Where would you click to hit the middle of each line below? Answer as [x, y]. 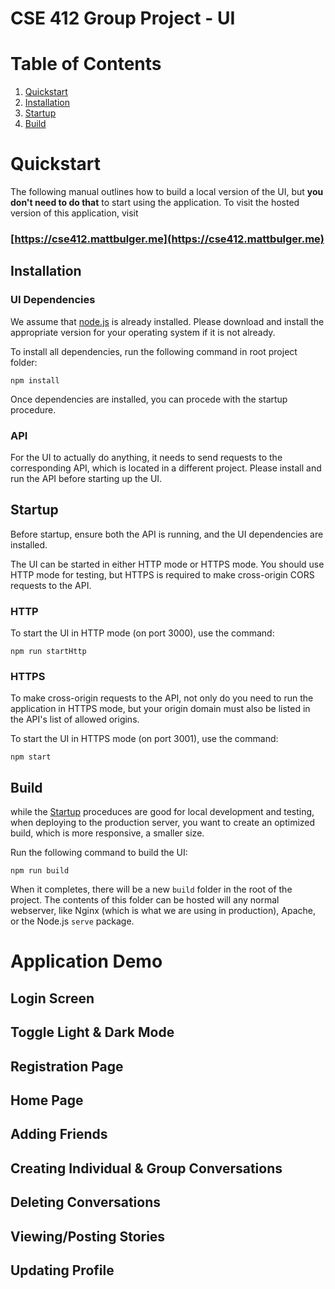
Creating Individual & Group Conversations [146, 1168]
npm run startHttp [48, 652]
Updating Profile [62, 1270]
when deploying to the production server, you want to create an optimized [163, 823]
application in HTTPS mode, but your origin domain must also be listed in [160, 709]
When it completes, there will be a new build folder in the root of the [151, 889]
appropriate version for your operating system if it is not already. [143, 332]
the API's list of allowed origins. [75, 719]
